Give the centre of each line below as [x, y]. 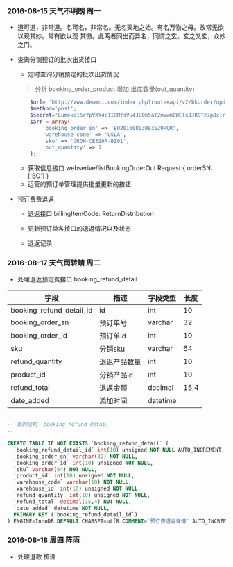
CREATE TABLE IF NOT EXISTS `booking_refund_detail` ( [88, 444]
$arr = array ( [50, 122]
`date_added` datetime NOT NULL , [62, 508]
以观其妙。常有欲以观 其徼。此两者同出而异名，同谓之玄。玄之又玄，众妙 [121, 36]
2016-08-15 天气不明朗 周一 [54, 10]
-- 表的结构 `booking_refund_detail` [60, 425]
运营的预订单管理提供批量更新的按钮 [79, 184]
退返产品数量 [120, 362]
